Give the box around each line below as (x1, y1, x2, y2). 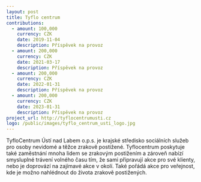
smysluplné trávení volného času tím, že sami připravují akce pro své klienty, (6, 156, 196, 163)
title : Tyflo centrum (6, 14, 61, 20)
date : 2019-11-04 (17, 37, 61, 43)
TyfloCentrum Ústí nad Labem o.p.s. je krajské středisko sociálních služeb (6, 137, 189, 144)
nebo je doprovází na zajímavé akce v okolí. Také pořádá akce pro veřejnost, (6, 163, 195, 170)
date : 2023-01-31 (17, 103, 61, 110)
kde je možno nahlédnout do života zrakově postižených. (6, 169, 147, 176)
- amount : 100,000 (11, 25, 58, 32)
